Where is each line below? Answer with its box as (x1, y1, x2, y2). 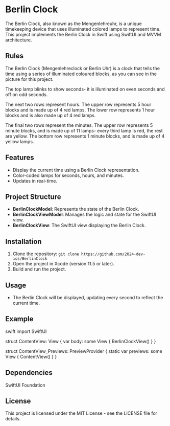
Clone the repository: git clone (12, 251, 79, 257)
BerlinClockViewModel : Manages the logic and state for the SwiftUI (12, 211, 157, 218)
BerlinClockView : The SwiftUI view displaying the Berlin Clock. (12, 222, 146, 229)
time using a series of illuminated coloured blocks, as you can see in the (5, 71, 157, 77)
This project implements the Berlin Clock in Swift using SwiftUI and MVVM (5, 31, 161, 37)
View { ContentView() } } (5, 353, 57, 360)
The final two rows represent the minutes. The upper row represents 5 (5, 122, 153, 128)
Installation (5, 237, 42, 246)
